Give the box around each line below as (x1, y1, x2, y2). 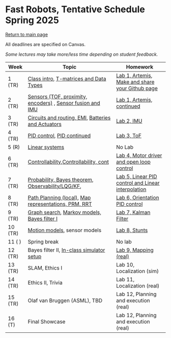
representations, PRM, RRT (27, 200, 92, 208)
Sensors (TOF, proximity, (27, 93, 88, 100)
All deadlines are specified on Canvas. (5, 41, 85, 47)
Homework (126, 63, 154, 70)
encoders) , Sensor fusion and (27, 99, 100, 106)
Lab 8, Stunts (116, 227, 148, 234)
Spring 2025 (5, 14, 60, 26)
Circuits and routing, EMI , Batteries (27, 114, 111, 121)
